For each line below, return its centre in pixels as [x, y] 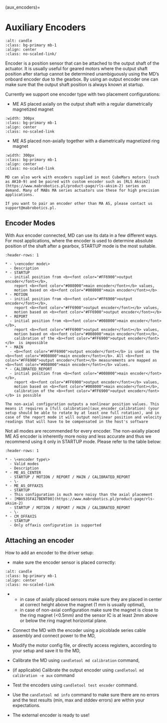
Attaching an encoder [40, 540]
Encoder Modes [30, 223]
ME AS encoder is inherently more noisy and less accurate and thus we [78, 436]
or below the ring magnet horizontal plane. [63, 620]
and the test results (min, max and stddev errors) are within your [78, 700]
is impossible [33, 342]
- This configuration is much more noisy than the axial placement [81, 494]
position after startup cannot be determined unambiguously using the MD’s [82, 74]
